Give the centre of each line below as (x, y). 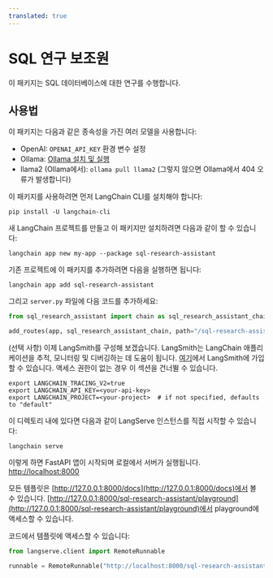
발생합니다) (53, 179)
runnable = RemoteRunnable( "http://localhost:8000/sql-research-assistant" (139, 566)
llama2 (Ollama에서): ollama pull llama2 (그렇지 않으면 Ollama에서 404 (138, 169)
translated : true (38, 16)
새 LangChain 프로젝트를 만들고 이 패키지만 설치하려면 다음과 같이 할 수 (121, 228)
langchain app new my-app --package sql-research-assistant (113, 254)
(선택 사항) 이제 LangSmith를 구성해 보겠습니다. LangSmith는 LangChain (125, 348)
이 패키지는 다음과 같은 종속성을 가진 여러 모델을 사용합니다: (103, 132)
